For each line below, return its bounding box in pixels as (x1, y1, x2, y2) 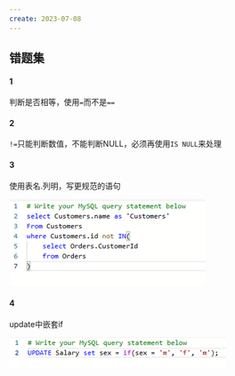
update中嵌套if (9, 318, 64, 329)
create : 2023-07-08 (9, 14, 82, 23)
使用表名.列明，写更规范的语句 (9, 180, 122, 191)
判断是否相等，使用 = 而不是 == (9, 97, 116, 108)
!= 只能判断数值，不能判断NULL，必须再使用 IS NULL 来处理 (9, 139, 223, 149)
